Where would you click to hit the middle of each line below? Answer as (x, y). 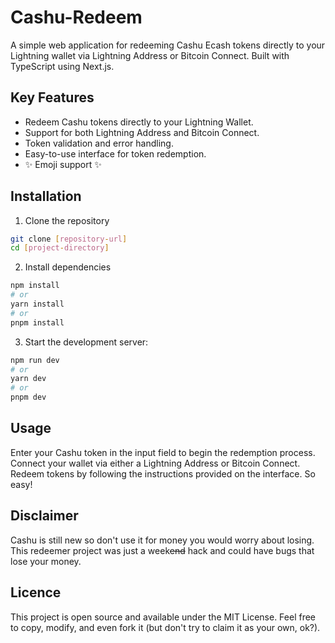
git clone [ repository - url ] (69, 239)
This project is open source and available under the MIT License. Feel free (163, 617)
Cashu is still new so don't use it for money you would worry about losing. (162, 540)
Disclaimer (44, 516)
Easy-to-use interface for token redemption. (115, 153)
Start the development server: (86, 342)
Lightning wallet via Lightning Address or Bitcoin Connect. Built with (150, 55)
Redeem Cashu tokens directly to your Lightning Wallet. (139, 122)
